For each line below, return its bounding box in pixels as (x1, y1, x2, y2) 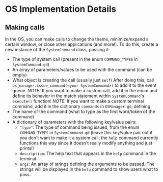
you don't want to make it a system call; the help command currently (19, 135, 159, 141)
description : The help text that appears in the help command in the (19, 150, 156, 156)
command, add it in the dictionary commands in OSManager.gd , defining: (12, 104, 152, 109)
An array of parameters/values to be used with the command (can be (12, 67, 152, 73)
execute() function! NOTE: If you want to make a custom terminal (12, 98, 144, 104)
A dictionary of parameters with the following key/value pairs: (12, 119, 136, 125)
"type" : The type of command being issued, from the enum (19, 124, 140, 130)
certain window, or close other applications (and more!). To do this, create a (5, 41, 159, 47)
